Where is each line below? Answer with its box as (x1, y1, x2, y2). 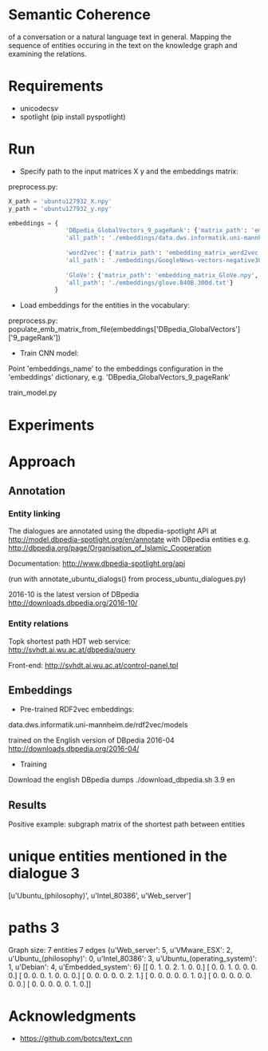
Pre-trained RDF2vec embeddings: (19, 705, 135, 715)
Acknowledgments (8, 1007, 137, 1025)
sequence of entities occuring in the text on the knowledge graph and (8, 40, 238, 50)
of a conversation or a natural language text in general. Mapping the (8, 32, 232, 42)
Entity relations (8, 618, 69, 629)
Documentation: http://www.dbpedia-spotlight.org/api (8, 559, 186, 568)
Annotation (8, 484, 66, 498)
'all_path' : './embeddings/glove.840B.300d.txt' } (65, 278, 234, 287)
